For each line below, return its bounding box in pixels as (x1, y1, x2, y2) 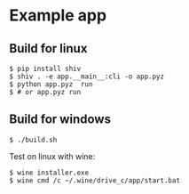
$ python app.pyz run (9, 80, 93, 89)
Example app (9, 5, 107, 26)
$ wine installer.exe (9, 168, 90, 177)
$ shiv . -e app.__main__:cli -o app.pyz (9, 72, 165, 81)
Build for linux (9, 41, 88, 56)
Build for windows (9, 112, 111, 127)
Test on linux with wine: (9, 150, 96, 161)
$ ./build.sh (9, 135, 58, 144)
